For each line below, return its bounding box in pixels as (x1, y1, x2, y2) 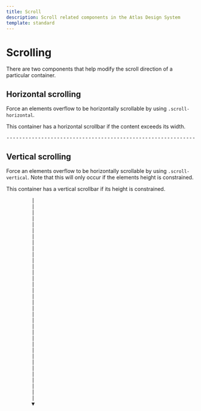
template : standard (6, 20, 55, 26)
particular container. (6, 72, 56, 79)
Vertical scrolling (6, 151, 72, 162)
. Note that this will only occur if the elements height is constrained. (28, 173, 194, 181)
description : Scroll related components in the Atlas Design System (6, 14, 181, 20)
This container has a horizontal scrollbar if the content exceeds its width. (6, 123, 185, 130)
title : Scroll (6, 8, 42, 15)
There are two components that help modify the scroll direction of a (6, 65, 173, 72)
